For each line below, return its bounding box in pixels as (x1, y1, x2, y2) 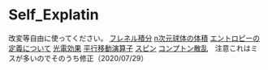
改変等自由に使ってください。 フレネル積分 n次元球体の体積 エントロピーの (8, 33, 260, 43)
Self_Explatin (8, 6, 99, 24)
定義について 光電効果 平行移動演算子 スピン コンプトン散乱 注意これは (8, 43, 251, 53)
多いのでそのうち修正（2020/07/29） (22, 53, 149, 63)
